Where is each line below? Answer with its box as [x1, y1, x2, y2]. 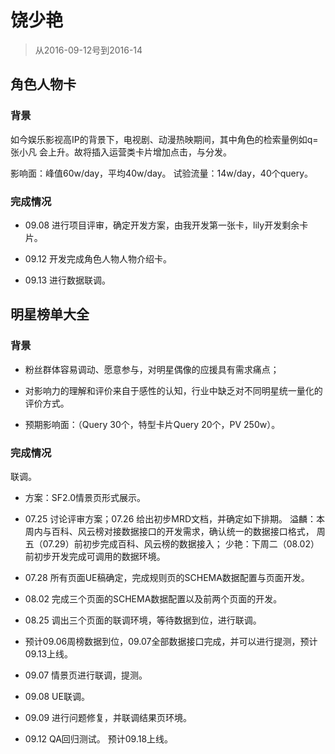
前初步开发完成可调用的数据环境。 [24, 550, 166, 562]
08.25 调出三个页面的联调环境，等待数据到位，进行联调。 [24, 614, 262, 626]
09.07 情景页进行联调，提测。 [24, 669, 148, 681]
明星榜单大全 [10, 306, 90, 323]
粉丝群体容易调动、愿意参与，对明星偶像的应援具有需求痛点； [24, 363, 280, 375]
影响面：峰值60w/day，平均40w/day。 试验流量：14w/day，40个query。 [10, 167, 314, 179]
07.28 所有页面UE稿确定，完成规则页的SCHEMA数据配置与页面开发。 [24, 571, 310, 583]
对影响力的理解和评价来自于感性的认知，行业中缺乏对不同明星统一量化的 [24, 384, 323, 396]
